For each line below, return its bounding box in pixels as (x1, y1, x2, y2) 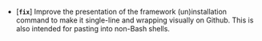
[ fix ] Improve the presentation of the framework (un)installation (15, 7, 227, 16)
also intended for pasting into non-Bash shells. (15, 24, 171, 33)
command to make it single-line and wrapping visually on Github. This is (15, 15, 254, 25)
